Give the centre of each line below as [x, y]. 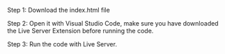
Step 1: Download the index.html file [59, 10]
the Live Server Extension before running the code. [80, 31]
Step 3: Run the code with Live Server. [62, 44]
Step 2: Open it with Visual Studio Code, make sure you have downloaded [113, 23]
